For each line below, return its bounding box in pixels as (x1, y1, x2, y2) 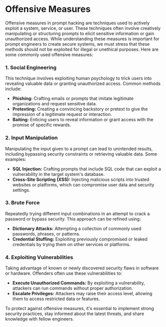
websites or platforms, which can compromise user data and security (12, 181, 155, 187)
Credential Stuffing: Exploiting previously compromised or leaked (12, 236, 148, 242)
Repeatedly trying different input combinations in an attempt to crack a (5, 210, 150, 217)
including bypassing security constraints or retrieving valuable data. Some (5, 151, 158, 157)
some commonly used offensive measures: (5, 51, 93, 58)
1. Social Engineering (5, 64, 57, 71)
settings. (12, 187, 31, 193)
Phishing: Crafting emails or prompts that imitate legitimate (12, 95, 134, 101)
